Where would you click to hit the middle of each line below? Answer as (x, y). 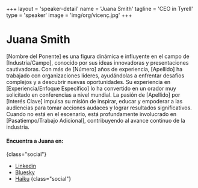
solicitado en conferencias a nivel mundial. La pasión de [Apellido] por (93, 95)
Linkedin (26, 166)
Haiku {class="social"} (43, 179)
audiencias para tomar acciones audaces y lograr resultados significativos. (99, 108)
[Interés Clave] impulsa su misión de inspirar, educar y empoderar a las (94, 101)
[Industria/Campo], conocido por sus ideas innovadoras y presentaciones (97, 62)
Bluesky (25, 172)
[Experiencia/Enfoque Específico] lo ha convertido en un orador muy (91, 88)
